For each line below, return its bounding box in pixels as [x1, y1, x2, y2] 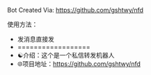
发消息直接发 [17, 35, 54, 43]
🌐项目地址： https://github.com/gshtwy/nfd [17, 60, 141, 68]
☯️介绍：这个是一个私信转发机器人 [17, 51, 115, 59]
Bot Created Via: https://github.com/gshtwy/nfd [7, 6, 144, 14]
